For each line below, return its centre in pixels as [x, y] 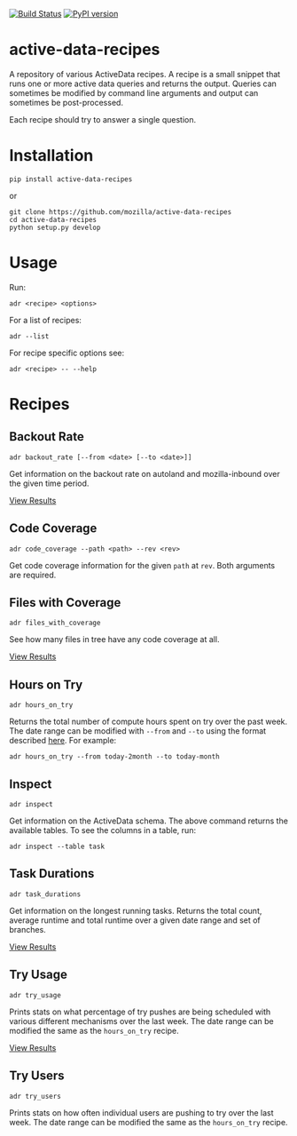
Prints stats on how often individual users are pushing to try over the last [141, 1112]
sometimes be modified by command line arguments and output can [134, 92]
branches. [27, 929]
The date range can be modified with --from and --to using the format [138, 731]
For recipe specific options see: [67, 353]
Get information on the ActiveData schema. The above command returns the [148, 821]
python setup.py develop [55, 227]
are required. [33, 575]
